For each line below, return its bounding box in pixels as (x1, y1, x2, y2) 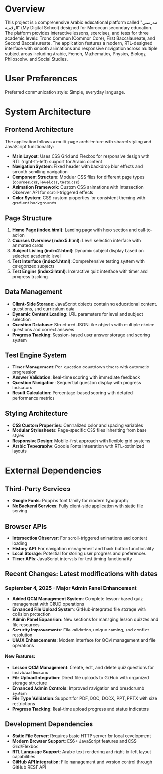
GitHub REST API (12, 764, 47, 770)
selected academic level (12, 253, 61, 259)
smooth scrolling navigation (12, 168, 68, 174)
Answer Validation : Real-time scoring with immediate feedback (12, 374, 140, 380)
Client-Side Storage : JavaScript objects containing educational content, (12, 301, 157, 306)
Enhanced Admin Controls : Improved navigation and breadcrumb (12, 685, 145, 691)
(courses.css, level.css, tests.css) (12, 179, 80, 185)
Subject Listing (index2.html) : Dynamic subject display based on (12, 247, 144, 253)
